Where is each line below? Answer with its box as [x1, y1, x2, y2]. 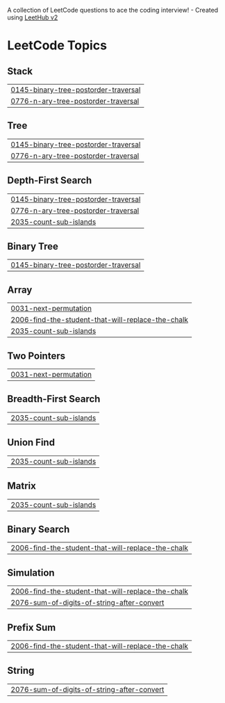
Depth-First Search [7, 175, 92, 186]
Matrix [7, 480, 36, 492]
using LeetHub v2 [7, 13, 58, 22]
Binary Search [7, 523, 70, 535]
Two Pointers [7, 350, 66, 362]
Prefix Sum [7, 622, 56, 633]
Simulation [7, 567, 55, 579]
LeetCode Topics [7, 38, 108, 54]
